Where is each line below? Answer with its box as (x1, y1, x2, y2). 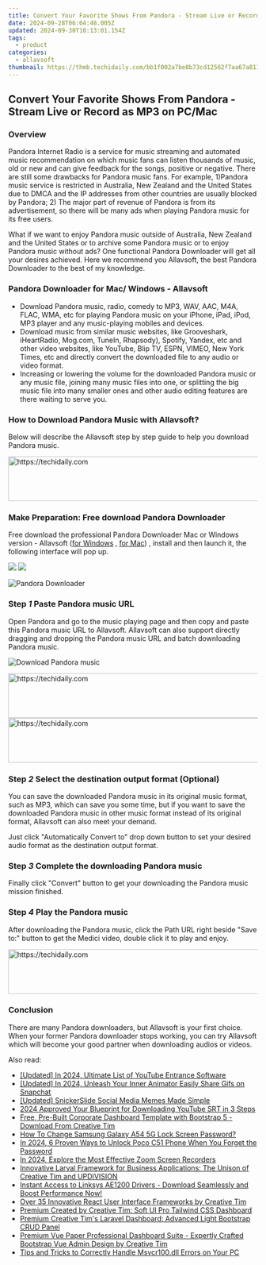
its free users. (8, 214, 54, 224)
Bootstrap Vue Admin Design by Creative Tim (19, 1239, 168, 1248)
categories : (8, 48, 47, 56)
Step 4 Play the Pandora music (8, 907, 128, 918)
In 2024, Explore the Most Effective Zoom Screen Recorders (19, 1155, 216, 1164)
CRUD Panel (19, 1222, 61, 1232)
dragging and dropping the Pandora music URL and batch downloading (8, 633, 241, 643)
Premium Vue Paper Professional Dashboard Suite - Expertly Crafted (19, 1230, 244, 1240)
